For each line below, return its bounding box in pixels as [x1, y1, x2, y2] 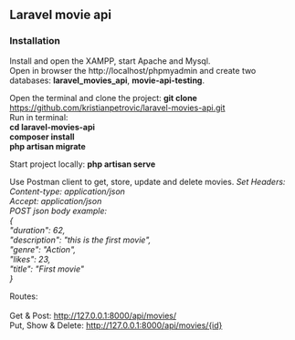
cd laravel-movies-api [9, 121, 96, 132]
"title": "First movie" [9, 263, 85, 274]
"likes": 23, [9, 253, 51, 264]
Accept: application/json [9, 195, 102, 206]
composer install [9, 131, 75, 142]
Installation [9, 35, 61, 47]
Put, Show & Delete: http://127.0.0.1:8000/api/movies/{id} [9, 319, 223, 331]
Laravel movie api [9, 7, 112, 23]
